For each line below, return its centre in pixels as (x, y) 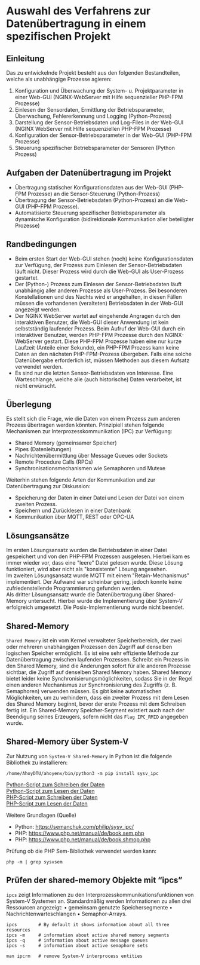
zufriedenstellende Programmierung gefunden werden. (74, 588)
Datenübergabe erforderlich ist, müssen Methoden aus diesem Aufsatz (102, 360)
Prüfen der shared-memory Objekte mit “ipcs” (94, 880)
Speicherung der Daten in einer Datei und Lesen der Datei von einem (99, 498)
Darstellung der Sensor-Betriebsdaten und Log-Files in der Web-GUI (99, 122)
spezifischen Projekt (59, 36)
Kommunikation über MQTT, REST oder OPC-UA (74, 517)
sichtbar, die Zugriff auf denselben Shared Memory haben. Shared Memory (99, 672)
